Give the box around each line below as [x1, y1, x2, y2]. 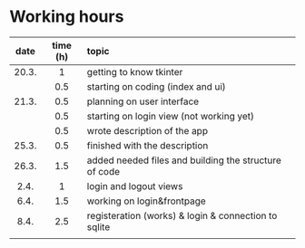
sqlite [86, 220, 111, 233]
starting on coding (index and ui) [86, 80, 227, 92]
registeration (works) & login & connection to [86, 209, 278, 222]
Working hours [9, 6, 124, 27]
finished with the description [86, 138, 209, 151]
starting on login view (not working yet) [86, 110, 255, 122]
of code [86, 165, 121, 177]
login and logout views [86, 179, 183, 192]
